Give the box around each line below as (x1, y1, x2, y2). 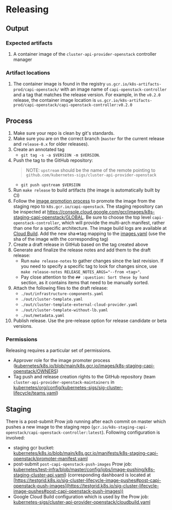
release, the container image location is (13, 97, 96, 103)
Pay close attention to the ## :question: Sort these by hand (20, 274, 149, 280)
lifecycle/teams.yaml (13, 390, 57, 396)
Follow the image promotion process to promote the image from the (13, 198, 156, 204)
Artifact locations (6, 69, 51, 76)
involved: (6, 435, 25, 441)
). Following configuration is (102, 429, 160, 436)
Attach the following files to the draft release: (13, 285, 108, 291)
